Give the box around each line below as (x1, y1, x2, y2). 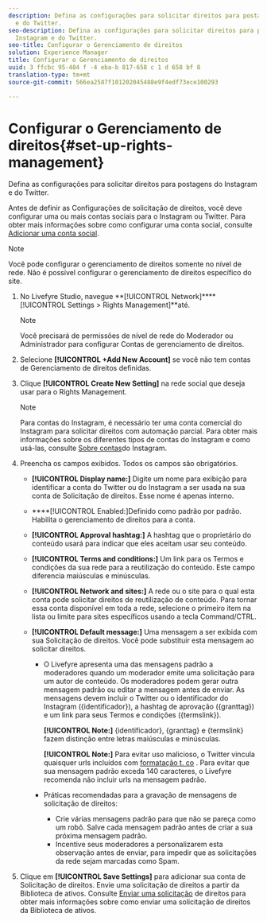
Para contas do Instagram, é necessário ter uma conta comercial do (19, 418, 242, 428)
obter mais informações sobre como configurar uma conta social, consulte (8, 220, 253, 230)
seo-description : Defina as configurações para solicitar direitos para (8, 26, 254, 34)
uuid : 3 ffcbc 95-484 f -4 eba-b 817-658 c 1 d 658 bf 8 (8, 64, 201, 72)
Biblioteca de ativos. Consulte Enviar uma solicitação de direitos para (19, 888, 246, 899)
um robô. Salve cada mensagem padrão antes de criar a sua (55, 822, 253, 832)
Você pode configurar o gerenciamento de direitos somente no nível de (8, 259, 242, 269)
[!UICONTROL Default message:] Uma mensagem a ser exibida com (31, 628, 257, 637)
